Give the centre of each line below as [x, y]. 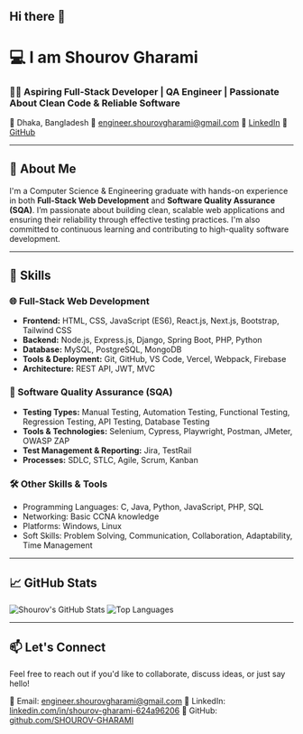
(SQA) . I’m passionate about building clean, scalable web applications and [147, 209]
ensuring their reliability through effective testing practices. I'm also [135, 219]
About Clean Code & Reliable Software [95, 103]
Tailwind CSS [47, 330]
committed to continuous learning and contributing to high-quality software [149, 229]
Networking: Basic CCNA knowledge [91, 516]
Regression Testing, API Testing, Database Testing [116, 422]
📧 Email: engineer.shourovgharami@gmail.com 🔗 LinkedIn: [117, 701]
